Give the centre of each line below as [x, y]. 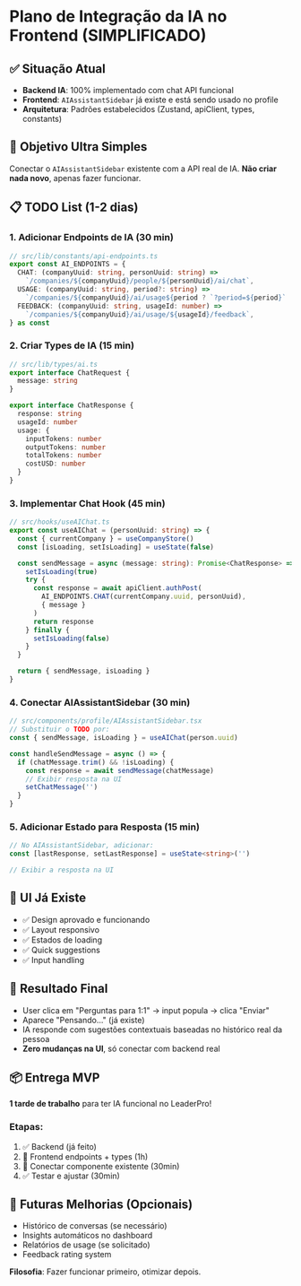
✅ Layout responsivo [61, 929]
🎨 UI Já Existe [48, 898]
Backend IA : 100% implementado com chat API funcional [128, 90]
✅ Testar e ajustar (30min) [71, 1176]
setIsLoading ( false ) [71, 639]
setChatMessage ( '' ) [62, 787]
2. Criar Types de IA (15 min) [72, 345]
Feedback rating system [67, 1255]
